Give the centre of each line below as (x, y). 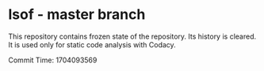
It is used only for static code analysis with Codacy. (92, 44)
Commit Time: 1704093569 (53, 60)
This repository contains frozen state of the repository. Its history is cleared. (132, 36)
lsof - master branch (77, 15)
